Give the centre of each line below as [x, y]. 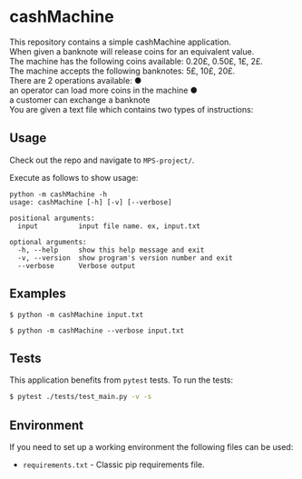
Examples [38, 294]
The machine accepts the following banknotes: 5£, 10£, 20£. [122, 71]
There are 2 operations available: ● [76, 80]
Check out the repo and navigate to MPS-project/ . [102, 160]
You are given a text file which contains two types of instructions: [132, 109]
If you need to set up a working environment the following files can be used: [151, 447]
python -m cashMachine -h [58, 194]
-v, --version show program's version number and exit [125, 258]
